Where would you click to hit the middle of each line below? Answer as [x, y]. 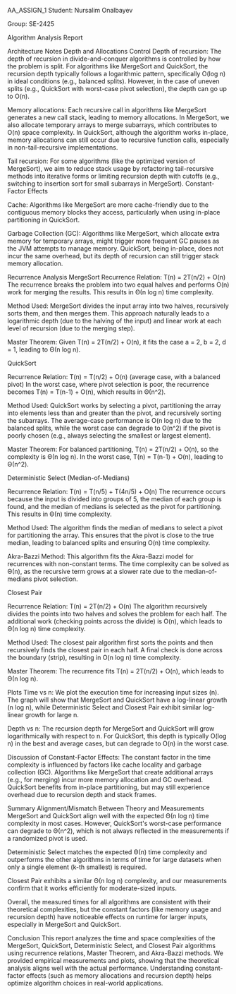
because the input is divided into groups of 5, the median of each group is [114, 499]
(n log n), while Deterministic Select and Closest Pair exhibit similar [104, 707]
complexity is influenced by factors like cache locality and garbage [105, 765]
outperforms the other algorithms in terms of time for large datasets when [114, 860]
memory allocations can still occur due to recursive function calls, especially [118, 140]
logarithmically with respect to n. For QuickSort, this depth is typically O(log [117, 736]
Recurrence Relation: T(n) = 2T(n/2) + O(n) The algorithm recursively [107, 606]
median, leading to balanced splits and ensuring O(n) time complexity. [109, 543]
